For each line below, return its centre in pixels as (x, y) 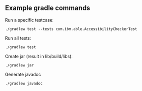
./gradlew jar (20, 65)
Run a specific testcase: (29, 20)
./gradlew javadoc (24, 83)
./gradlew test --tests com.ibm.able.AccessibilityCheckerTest (71, 29)
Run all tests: (18, 38)
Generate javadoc (23, 74)
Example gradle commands (48, 8)
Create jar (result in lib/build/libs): (39, 56)
